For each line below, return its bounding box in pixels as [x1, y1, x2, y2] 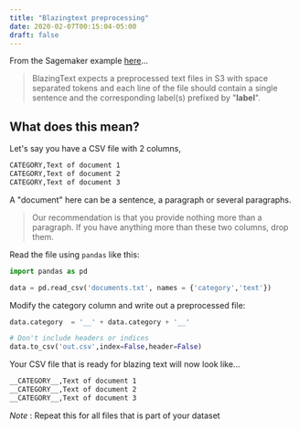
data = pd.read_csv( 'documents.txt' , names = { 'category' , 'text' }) [9, 283, 272, 292]
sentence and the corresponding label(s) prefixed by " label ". [31, 92, 261, 103]
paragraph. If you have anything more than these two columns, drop [31, 221, 289, 233]
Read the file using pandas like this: [9, 248, 140, 260]
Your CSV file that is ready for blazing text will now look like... [9, 359, 240, 370]
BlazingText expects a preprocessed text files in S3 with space [31, 73, 268, 84]
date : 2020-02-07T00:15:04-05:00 [9, 22, 137, 31]
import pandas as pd [9, 267, 89, 276]
